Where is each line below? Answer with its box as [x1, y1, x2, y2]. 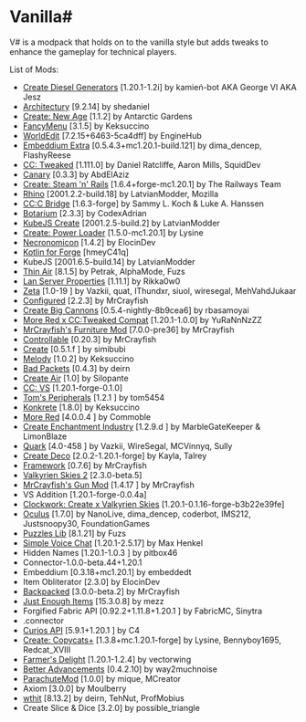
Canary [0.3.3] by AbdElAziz [22, 169, 130, 180]
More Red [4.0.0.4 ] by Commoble [22, 411, 152, 422]
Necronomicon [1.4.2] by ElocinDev [22, 236, 156, 247]
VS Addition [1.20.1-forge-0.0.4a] [22, 488, 148, 499]
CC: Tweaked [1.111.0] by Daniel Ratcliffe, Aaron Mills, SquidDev [22, 159, 261, 170]
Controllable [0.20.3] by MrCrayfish [22, 333, 157, 344]
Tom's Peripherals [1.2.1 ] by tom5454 [22, 392, 165, 403]
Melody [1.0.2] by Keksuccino [22, 353, 134, 364]
